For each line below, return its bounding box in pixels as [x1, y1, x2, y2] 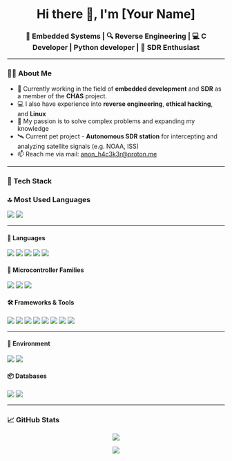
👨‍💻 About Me [7, 69, 52, 78]
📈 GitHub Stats [7, 415, 60, 424]
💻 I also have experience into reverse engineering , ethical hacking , [17, 100, 213, 108]
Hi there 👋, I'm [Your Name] [37, 6, 195, 22]
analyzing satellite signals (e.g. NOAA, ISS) [17, 142, 139, 150]
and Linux [17, 109, 46, 118]
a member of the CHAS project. [17, 91, 108, 100]
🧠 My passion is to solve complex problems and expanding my [17, 117, 195, 125]
